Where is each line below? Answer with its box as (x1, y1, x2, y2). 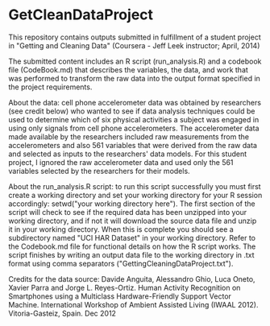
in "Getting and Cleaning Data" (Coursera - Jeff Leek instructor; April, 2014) (8, 40, 260, 50)
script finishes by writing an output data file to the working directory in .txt (8, 250, 255, 259)
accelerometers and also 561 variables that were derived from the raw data (8, 140, 258, 150)
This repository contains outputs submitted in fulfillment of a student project (8, 32, 261, 42)
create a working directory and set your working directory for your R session (8, 190, 263, 200)
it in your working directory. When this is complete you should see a (8, 224, 234, 234)
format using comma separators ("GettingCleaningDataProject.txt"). (8, 258, 234, 268)
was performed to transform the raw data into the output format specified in (8, 73, 260, 83)
